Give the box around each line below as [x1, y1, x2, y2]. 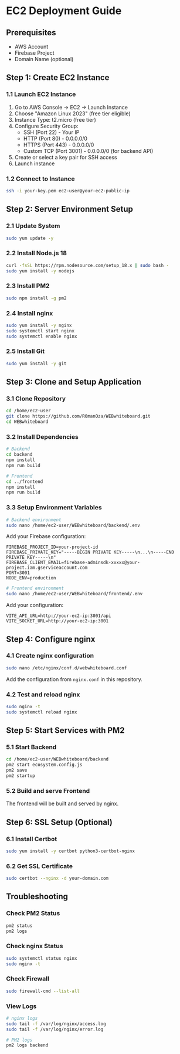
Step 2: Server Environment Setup [6, 204, 133, 214]
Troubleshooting [6, 892, 69, 902]
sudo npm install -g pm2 [6, 295, 67, 301]
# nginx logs [6, 1015, 38, 1021]
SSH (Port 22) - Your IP [23, 128, 80, 136]
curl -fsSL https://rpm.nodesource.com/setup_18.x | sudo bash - [6, 262, 169, 268]
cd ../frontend [6, 478, 43, 485]
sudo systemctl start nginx [6, 328, 75, 333]
